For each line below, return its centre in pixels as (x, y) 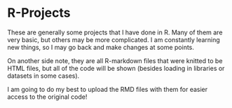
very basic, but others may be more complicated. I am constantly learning (114, 39)
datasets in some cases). (43, 76)
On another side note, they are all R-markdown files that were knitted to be (115, 60)
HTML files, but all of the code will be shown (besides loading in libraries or (116, 68)
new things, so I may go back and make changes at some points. (101, 47)
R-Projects (39, 13)
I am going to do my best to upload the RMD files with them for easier (108, 89)
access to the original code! (47, 97)
